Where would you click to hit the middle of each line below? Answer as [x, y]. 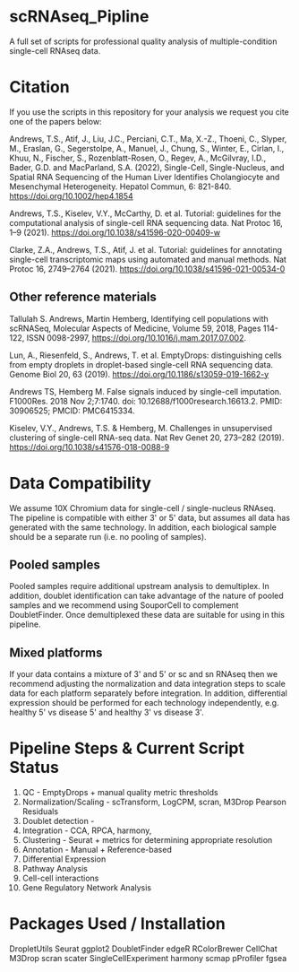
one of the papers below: [56, 121]
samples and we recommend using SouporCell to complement [124, 605]
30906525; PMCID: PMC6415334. [72, 411]
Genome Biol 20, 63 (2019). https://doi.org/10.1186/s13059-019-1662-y [139, 374]
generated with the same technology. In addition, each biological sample [143, 527]
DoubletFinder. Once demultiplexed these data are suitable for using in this [147, 615]
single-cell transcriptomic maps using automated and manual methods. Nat [148, 259]
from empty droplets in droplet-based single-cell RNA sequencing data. [141, 364]
